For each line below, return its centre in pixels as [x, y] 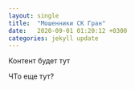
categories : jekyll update [53, 38]
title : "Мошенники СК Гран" [57, 23]
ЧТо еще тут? [31, 76]
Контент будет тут [39, 61]
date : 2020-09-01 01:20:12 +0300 [68, 30]
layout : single [34, 16]
